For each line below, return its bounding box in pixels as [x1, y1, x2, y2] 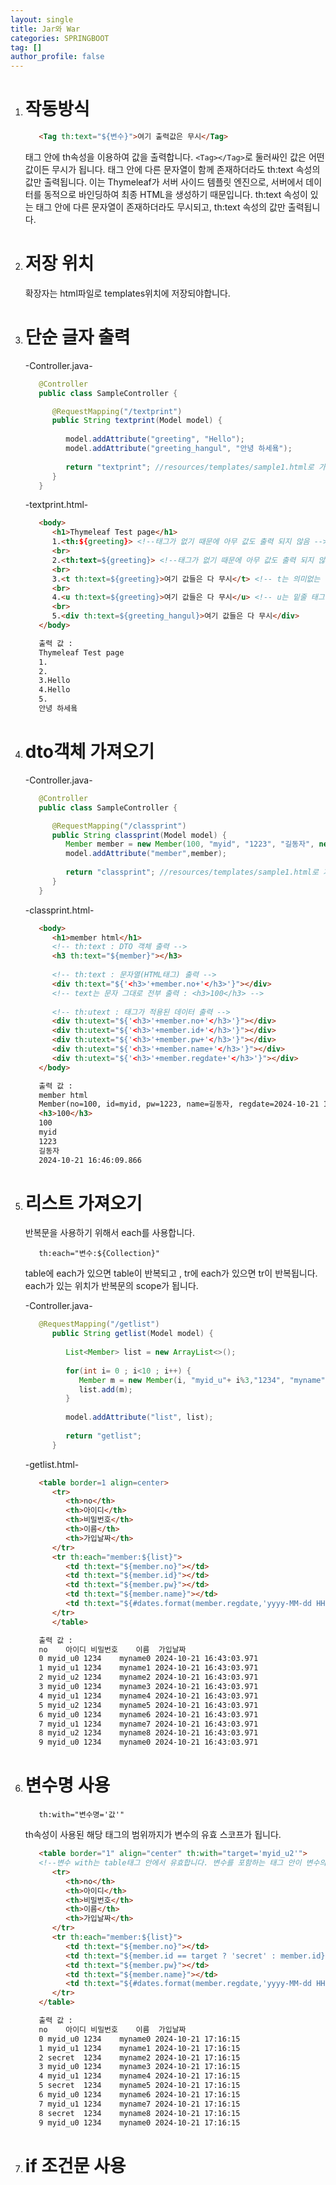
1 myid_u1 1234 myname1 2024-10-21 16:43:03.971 [38, 1663, 259, 1673]
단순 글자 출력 [24, 326, 131, 349]
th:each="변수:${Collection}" [38, 1249, 160, 1259]
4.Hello [38, 685, 71, 695]
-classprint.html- [24, 904, 95, 916]
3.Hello [38, 676, 71, 686]
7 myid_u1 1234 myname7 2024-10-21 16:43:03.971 [38, 1719, 259, 1729]
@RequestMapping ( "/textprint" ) [51, 406, 183, 416]
